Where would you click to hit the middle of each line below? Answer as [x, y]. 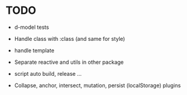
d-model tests [31, 27]
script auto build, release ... [48, 73]
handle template [34, 50]
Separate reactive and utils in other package [69, 62]
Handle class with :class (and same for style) [70, 38]
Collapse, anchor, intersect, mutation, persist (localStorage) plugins [97, 85]
